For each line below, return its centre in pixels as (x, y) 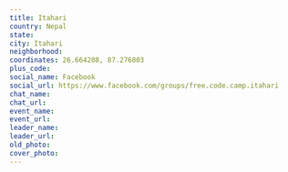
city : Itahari (36, 43)
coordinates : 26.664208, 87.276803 (77, 60)
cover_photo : (34, 153)
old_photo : (30, 145)
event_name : (32, 111)
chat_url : (28, 102)
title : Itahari (38, 18)
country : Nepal (38, 26)
